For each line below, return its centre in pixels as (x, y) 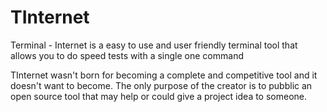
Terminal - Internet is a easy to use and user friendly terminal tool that (154, 45)
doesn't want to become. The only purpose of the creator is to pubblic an (161, 85)
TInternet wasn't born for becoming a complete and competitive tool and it (164, 75)
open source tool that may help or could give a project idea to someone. (159, 96)
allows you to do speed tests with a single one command (127, 55)
